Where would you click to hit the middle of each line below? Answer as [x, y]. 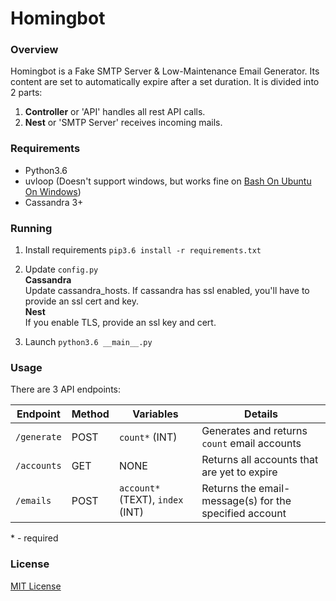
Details [261, 414]
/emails [33, 501]
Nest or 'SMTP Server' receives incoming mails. [123, 123]
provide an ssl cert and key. [81, 301]
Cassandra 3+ [54, 202]
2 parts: [26, 93]
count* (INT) [148, 437]
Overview [34, 50]
